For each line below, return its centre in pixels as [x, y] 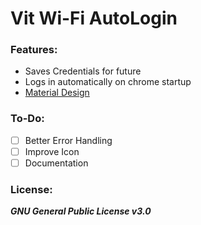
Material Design [57, 93]
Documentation [56, 163]
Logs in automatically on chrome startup [108, 82]
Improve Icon [52, 151]
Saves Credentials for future [83, 71]
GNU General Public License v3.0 [81, 211]
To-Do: [27, 119]
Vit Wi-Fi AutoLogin [94, 18]
